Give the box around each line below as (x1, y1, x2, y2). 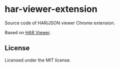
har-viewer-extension (4, 3, 98, 15)
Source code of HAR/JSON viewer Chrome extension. (4, 20, 115, 26)
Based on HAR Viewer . (4, 29, 51, 35)
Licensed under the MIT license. (4, 57, 71, 63)
